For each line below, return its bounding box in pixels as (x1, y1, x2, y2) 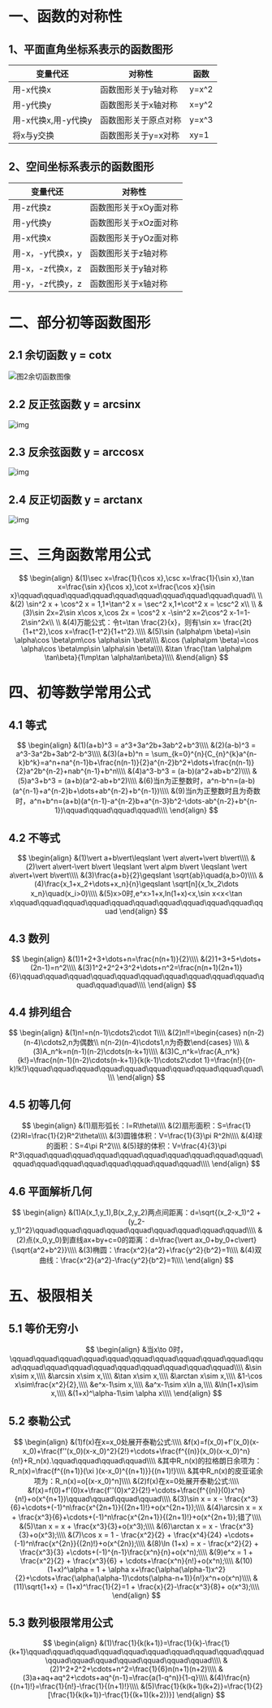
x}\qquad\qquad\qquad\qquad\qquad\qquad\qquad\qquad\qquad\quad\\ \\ (10, 591, 263, 600)
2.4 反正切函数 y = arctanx (8, 492, 144, 506)
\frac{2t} (222, 618, 253, 627)
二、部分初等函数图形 (8, 314, 152, 332)
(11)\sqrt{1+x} (13, 1582, 58, 1592)
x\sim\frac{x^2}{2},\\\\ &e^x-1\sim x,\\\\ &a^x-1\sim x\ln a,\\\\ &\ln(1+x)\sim (15, 1380, 258, 1389)
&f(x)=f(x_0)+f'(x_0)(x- (183, 1437, 260, 1447)
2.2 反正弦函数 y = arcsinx (8, 397, 141, 411)
